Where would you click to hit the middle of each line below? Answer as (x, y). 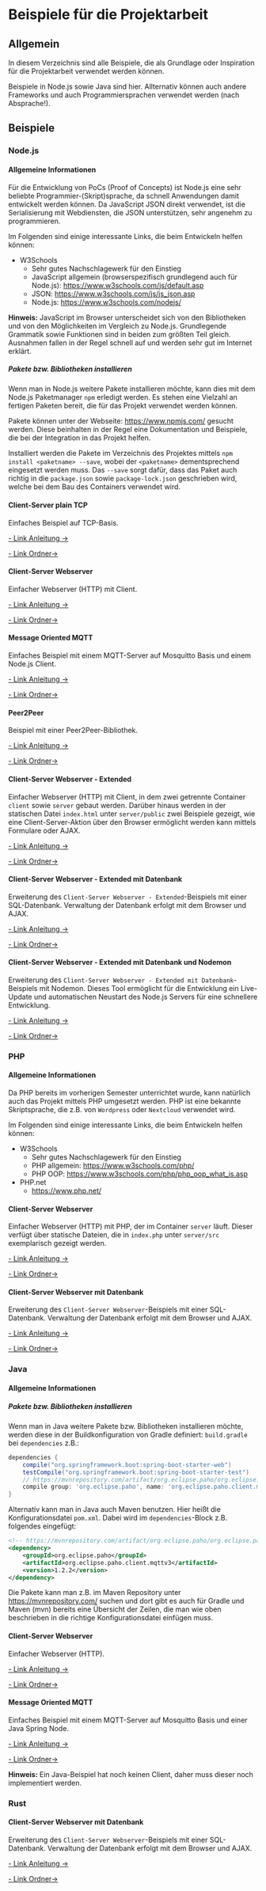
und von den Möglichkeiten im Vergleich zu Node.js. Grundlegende (118, 325)
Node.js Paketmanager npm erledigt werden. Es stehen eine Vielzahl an (123, 397)
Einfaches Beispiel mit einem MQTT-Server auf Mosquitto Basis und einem (130, 655)
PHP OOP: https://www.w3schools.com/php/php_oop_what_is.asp (139, 1174)
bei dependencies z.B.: (44, 1443)
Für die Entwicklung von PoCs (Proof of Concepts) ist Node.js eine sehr (125, 187)
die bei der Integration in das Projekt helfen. (80, 438)
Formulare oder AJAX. (44, 830)
